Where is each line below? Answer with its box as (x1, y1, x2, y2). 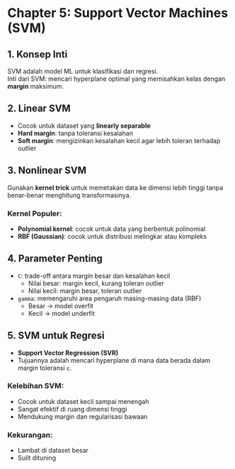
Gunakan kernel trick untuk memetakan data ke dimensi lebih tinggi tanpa (7, 183, 224, 192)
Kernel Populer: (7, 208, 62, 218)
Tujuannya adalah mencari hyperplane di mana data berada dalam (17, 356, 211, 364)
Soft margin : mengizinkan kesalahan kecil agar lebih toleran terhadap (17, 136, 221, 145)
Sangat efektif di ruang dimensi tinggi (17, 405, 127, 413)
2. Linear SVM (7, 103, 71, 115)
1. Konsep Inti (7, 48, 68, 60)
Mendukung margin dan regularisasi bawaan (17, 412, 148, 421)
